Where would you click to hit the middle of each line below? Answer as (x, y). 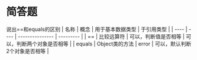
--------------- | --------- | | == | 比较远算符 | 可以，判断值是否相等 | (101, 36)
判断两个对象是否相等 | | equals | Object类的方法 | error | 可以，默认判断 (104, 44)
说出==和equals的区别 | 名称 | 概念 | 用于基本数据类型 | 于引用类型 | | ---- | (97, 29)
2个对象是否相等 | (28, 51)
